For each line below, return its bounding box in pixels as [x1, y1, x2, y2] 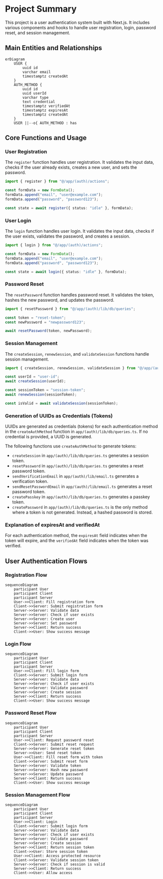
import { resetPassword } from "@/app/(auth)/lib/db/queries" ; [5, 306, 136, 311]
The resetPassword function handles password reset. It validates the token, [5, 292, 154, 297]
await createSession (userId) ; [5, 379, 66, 384]
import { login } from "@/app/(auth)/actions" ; [5, 243, 103, 248]
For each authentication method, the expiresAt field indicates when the [5, 533, 147, 538]
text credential [22, 99, 55, 104]
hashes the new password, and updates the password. [5, 297, 114, 303]
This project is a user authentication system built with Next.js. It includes [5, 19, 150, 25]
